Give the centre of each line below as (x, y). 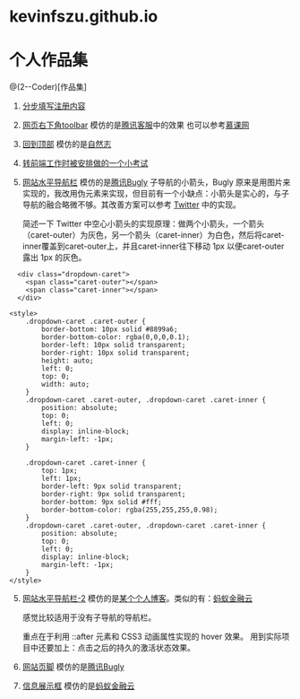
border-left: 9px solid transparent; (111, 486)
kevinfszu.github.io (84, 17)
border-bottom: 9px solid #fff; (102, 502)
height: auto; (68, 361)
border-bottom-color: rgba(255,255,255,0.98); (130, 510)
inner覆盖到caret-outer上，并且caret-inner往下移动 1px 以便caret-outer (153, 246)
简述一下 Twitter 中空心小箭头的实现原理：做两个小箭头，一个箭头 (143, 224)
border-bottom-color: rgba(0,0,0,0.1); (116, 337)
